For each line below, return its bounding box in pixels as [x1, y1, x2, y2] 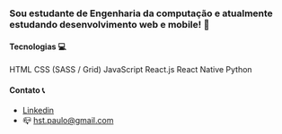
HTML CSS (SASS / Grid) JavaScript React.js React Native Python [9, 64, 253, 75]
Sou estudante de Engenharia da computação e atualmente [9, 7, 274, 20]
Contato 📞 [9, 84, 45, 96]
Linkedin [22, 105, 55, 116]
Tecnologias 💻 [9, 41, 66, 52]
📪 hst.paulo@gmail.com [22, 115, 114, 126]
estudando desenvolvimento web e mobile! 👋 [9, 18, 210, 30]
